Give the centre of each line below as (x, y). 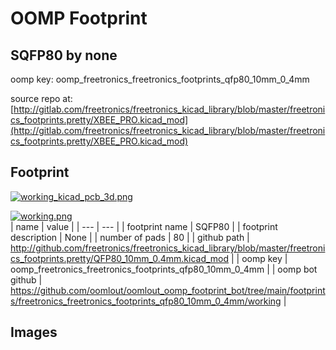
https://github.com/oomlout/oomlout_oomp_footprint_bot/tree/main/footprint (168, 290)
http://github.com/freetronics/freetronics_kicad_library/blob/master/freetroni (168, 248)
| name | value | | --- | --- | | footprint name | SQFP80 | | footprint (144, 226)
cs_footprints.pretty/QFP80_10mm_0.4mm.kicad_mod (120, 258)
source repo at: (41, 98)
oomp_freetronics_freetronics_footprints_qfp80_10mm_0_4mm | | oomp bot (164, 269)
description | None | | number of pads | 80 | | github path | (130, 237)
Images (34, 332)
